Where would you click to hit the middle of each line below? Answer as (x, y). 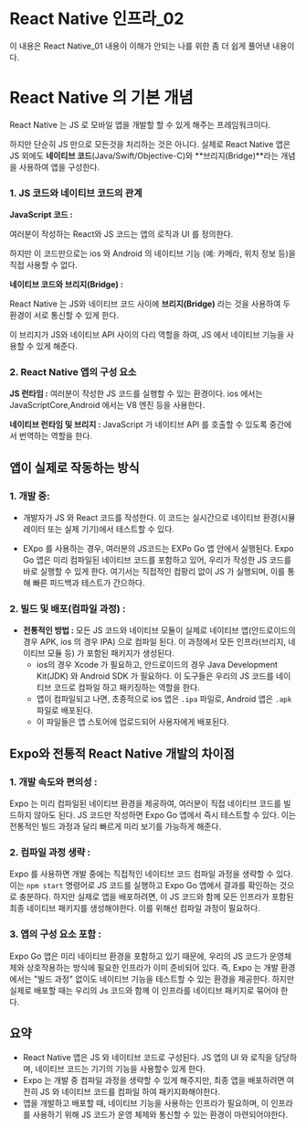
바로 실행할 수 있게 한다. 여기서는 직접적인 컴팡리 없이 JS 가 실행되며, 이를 (154, 572)
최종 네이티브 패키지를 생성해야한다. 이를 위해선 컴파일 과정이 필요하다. (135, 908)
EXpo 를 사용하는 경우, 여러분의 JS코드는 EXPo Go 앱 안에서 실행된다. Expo (158, 549)
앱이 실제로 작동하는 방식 (74, 467)
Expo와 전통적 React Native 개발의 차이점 (122, 753)
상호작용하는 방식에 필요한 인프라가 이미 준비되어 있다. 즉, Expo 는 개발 (152, 967)
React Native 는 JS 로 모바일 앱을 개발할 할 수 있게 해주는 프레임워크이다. (140, 124)
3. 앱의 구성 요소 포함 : (56, 934)
